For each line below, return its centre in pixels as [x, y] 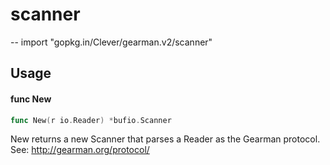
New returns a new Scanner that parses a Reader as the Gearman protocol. [165, 139]
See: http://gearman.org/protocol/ [80, 150]
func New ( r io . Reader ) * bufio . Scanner [91, 120]
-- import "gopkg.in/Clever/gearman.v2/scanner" [111, 42]
